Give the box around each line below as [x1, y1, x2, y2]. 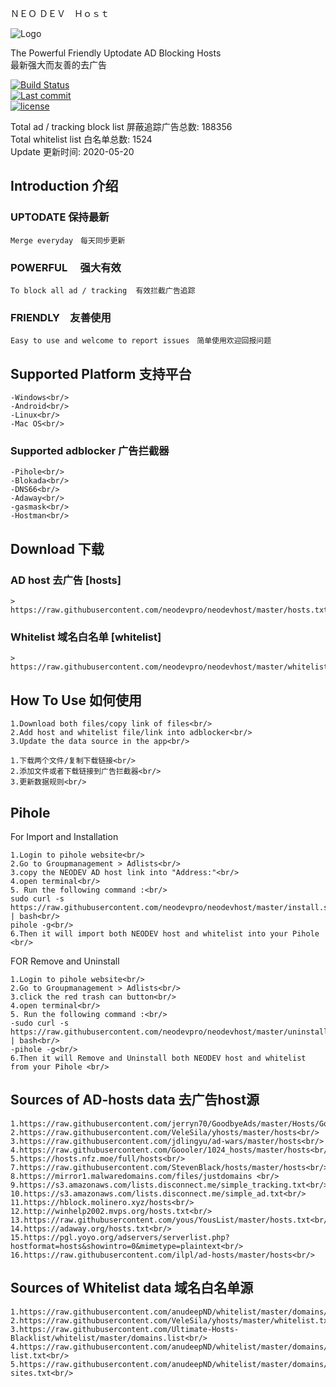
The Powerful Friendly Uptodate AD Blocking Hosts [10, 47, 222, 59]
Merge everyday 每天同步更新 [10, 235, 126, 246]
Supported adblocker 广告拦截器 [10, 444, 170, 458]
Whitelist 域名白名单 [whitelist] [10, 630, 162, 644]
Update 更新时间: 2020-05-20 [10, 146, 135, 157]
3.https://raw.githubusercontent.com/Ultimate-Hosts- [10, 1324, 240, 1334]
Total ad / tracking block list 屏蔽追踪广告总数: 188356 [10, 121, 233, 132]
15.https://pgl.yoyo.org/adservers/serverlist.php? [10, 1232, 230, 1242]
